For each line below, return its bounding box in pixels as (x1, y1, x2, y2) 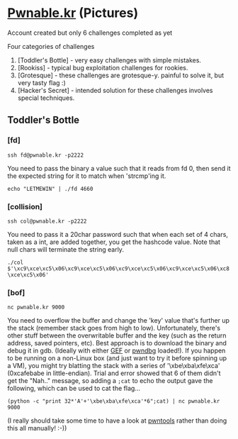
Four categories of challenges (7, 42, 95, 50)
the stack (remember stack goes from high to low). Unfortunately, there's (7, 324, 221, 333)
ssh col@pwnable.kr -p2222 (7, 218, 87, 225)
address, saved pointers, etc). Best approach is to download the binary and (7, 339, 227, 348)
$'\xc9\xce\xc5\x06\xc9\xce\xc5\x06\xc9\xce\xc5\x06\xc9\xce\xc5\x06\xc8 (7, 265, 230, 272)
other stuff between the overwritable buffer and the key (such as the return (7, 331, 227, 340)
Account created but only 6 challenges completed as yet (7, 28, 173, 37)
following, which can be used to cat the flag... (7, 384, 140, 393)
